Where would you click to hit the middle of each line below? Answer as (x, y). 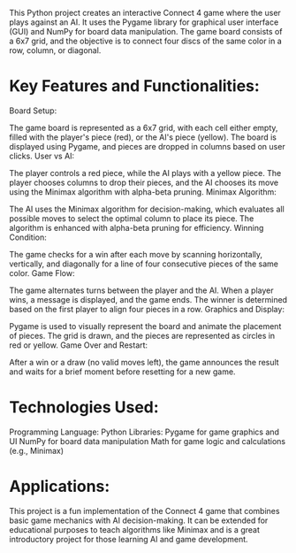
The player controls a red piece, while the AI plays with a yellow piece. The (145, 173)
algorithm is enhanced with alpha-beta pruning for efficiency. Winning (137, 227)
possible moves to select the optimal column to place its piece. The (132, 218)
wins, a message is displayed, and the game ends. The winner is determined (148, 299)
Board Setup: (33, 111)
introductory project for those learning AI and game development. (129, 539)
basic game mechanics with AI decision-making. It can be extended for (139, 520)
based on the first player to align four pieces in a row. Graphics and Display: (147, 309)
